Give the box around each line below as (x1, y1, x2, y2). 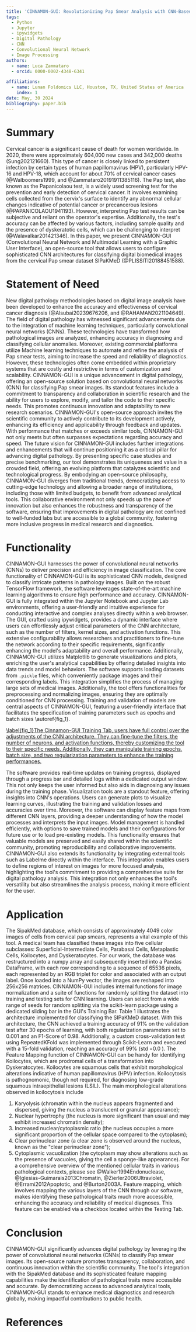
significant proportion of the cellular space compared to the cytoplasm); (14, 1131, 188, 1138)
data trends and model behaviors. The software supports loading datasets (6, 666, 184, 673)
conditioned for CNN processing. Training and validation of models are (6, 697, 176, 704)
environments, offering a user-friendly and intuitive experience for (6, 603, 165, 611)
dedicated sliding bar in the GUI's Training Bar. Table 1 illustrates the (6, 1008, 170, 1015)
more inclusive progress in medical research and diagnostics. (6, 520, 153, 527)
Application (6, 907, 64, 921)
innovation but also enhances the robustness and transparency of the (6, 502, 173, 509)
